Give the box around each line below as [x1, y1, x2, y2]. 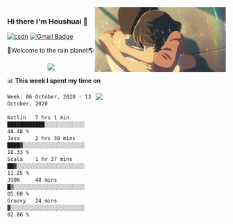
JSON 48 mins [7, 177, 58, 184]
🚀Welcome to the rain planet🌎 [7, 46, 94, 55]
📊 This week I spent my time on [7, 76, 101, 85]
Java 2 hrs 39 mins [7, 135, 76, 142]
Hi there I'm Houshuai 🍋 [7, 17, 88, 26]
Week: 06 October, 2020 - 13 [7, 94, 92, 101]
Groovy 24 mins [7, 198, 58, 205]
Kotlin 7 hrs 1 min [7, 114, 70, 121]
